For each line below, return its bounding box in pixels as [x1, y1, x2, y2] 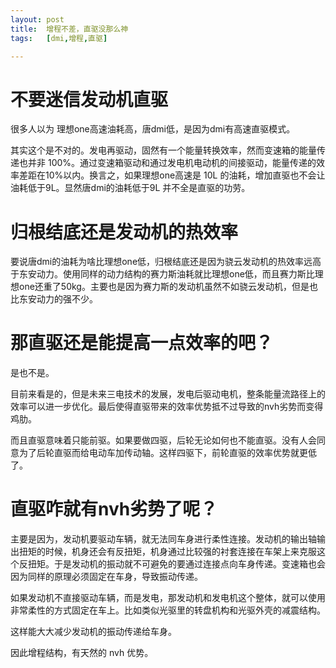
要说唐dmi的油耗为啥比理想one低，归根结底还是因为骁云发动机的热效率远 [10, 256, 313, 268]
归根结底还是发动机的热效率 [10, 221, 239, 243]
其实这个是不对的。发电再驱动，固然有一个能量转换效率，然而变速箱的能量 [10, 144, 317, 156]
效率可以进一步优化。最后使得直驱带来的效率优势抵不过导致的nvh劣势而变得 [10, 401, 324, 413]
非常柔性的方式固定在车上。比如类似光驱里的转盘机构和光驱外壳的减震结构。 [10, 604, 326, 616]
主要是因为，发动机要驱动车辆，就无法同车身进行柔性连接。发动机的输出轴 [10, 533, 317, 545]
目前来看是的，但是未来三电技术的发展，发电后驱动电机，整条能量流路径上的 [10, 388, 326, 400]
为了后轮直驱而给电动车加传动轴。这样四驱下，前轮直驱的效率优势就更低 [18, 447, 317, 459]
